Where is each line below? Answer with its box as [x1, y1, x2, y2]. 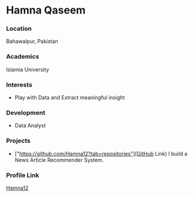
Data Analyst [14, 122, 46, 129]
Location [6, 25, 32, 33]
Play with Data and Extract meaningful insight [14, 94, 125, 101]
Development [6, 109, 46, 116]
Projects [6, 136, 31, 145]
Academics [6, 52, 39, 61]
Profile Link [6, 171, 39, 179]
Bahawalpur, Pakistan [6, 38, 59, 45]
